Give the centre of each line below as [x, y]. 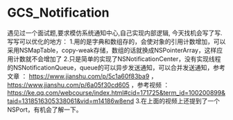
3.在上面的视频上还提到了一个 [178, 101]
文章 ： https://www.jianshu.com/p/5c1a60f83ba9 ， [82, 76]
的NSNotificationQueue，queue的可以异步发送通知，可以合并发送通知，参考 [116, 67]
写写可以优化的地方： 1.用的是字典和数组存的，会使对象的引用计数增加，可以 [116, 41]
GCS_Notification [58, 13]
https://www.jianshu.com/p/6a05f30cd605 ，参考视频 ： [88, 85]
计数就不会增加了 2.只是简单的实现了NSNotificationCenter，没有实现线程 [117, 59]
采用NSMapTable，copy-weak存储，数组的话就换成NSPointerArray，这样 [112, 50]
